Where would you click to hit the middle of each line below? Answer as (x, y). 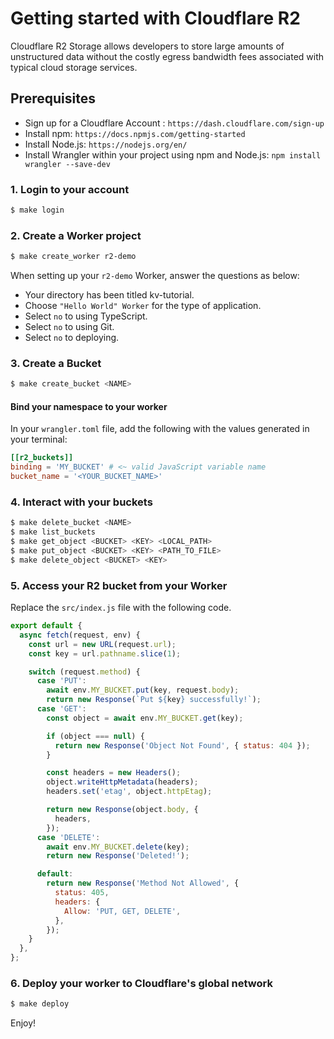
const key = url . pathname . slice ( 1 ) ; (105, 653)
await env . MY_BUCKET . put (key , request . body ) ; (143, 690)
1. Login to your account (70, 189)
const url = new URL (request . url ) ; (102, 644)
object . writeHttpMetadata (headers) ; (122, 782)
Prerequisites (53, 98)
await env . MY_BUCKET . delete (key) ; (118, 847)
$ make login (37, 210)
